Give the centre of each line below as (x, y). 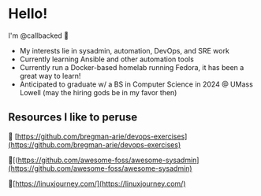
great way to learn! (50, 76)
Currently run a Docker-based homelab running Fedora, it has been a (132, 67)
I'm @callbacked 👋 (39, 35)
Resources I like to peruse (73, 118)
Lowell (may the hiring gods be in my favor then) (98, 92)
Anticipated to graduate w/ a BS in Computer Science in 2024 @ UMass (136, 84)
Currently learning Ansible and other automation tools (107, 59)
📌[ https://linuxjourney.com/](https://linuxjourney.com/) (97, 183)
